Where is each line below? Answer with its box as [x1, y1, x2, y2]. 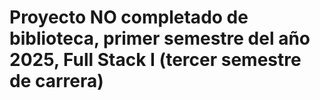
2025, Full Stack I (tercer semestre [9, 49, 302, 71]
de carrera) [9, 70, 104, 93]
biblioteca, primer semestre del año [9, 27, 311, 50]
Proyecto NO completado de [9, 6, 249, 29]
